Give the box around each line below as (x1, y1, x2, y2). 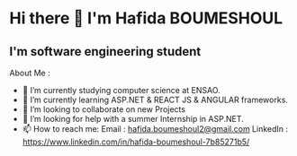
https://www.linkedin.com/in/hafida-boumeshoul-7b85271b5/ (22, 136, 250, 147)
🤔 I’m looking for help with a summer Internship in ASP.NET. (22, 114, 245, 124)
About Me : (9, 67, 51, 78)
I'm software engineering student (9, 44, 202, 59)
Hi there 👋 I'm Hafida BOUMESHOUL (9, 8, 283, 29)
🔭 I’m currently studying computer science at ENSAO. (22, 85, 220, 95)
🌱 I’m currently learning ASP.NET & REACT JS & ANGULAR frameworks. (22, 94, 288, 105)
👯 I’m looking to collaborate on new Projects (22, 104, 186, 115)
